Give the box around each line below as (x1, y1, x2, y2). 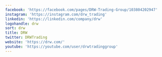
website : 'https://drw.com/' (5, 40, 65, 45)
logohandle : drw (5, 21, 39, 26)
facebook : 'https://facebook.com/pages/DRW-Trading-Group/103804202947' (5, 7, 158, 12)
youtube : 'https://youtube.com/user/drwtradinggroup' (5, 44, 119, 49)
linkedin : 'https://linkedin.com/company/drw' (5, 16, 103, 21)
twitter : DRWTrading (5, 35, 48, 40)
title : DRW (5, 30, 28, 35)
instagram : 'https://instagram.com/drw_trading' (5, 12, 107, 17)
